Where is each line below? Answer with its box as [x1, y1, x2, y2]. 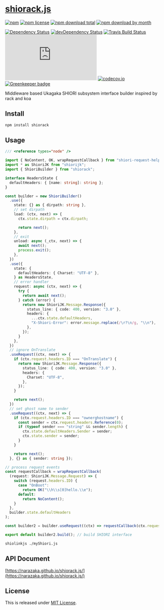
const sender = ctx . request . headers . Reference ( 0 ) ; [18, 420, 123, 425]
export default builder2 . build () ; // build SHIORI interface [5, 532, 132, 537]
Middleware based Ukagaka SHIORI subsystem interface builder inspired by [5, 90, 158, 96]
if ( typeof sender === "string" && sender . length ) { [18, 425, 128, 429]
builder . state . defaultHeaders [9, 510, 71, 515]
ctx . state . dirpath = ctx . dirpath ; [18, 216, 89, 221]
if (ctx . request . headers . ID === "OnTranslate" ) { [14, 357, 117, 362]
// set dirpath [14, 207, 45, 212]
